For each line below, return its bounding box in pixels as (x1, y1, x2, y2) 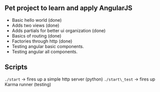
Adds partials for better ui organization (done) (11, 27, 106, 34)
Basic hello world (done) (11, 17, 62, 23)
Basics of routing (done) (11, 33, 62, 39)
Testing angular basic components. (11, 43, 84, 49)
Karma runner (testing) (4, 81, 52, 87)
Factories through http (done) (11, 38, 73, 44)
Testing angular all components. (11, 48, 78, 54)
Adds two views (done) (11, 22, 60, 28)
